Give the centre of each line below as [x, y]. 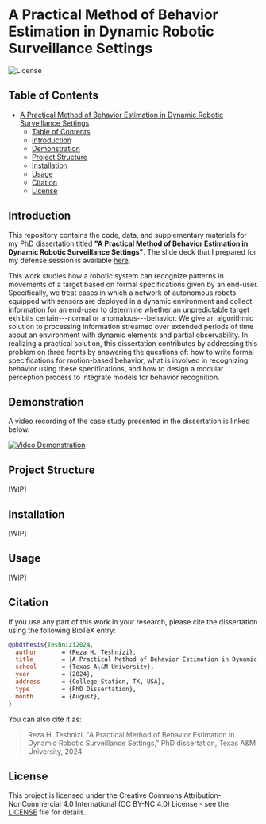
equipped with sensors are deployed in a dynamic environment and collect [130, 301]
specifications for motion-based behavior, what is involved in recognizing [128, 360]
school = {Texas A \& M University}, [85, 667]
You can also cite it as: [45, 719]
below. [19, 429]
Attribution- [203, 795]
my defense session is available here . [69, 260]
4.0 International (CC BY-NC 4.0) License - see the [146, 804]
